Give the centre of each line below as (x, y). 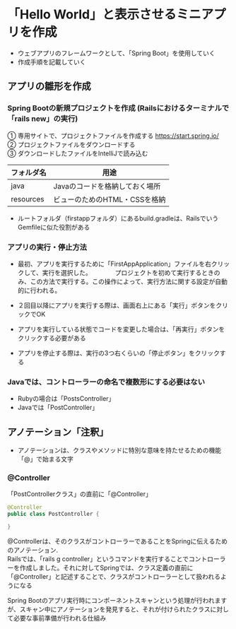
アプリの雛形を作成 (49, 87)
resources (28, 199)
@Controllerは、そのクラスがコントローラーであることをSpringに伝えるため (118, 541)
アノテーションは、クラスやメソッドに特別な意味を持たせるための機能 (119, 450)
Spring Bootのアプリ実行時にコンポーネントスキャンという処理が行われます (117, 600)
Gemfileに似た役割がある (54, 227)
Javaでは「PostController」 (58, 408)
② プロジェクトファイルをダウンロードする (71, 144)
